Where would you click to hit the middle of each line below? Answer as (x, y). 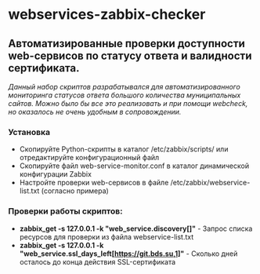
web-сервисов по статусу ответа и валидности (130, 55)
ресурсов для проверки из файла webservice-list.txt (107, 236)
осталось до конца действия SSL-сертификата (97, 261)
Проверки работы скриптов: (65, 211)
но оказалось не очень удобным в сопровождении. (95, 112)
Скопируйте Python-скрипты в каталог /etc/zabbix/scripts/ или (124, 149)
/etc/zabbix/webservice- (210, 183)
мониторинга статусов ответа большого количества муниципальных (125, 95)
